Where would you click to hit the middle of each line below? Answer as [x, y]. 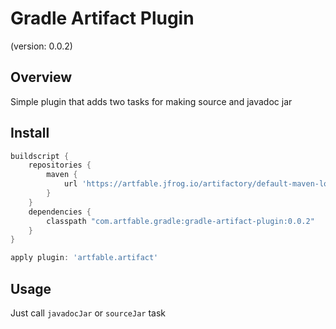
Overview [41, 77]
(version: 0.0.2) [41, 46]
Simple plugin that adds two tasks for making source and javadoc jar [151, 101]
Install [30, 133]
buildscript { [40, 156]
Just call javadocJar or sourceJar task [88, 313]
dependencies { [60, 212]
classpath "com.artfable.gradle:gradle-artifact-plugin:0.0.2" [180, 221]
